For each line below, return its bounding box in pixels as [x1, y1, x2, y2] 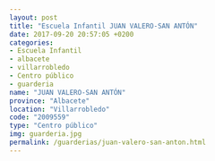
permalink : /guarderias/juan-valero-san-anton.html [9, 138, 206, 147]
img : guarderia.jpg [9, 130, 82, 139]
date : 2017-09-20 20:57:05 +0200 [9, 30, 134, 38]
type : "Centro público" [9, 122, 99, 131]
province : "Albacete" [9, 96, 90, 106]
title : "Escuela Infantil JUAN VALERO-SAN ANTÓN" [9, 21, 199, 30]
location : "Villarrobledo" [9, 105, 110, 114]
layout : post [9, 13, 58, 22]
